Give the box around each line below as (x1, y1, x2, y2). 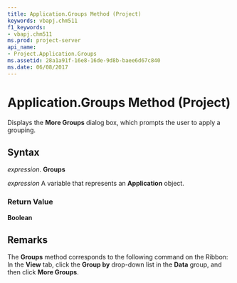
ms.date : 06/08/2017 (7, 64, 69, 71)
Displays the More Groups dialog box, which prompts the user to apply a (7, 118, 221, 126)
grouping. (7, 126, 36, 134)
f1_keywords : (7, 24, 46, 31)
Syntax (7, 146, 40, 158)
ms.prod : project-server (7, 37, 81, 44)
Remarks (7, 234, 48, 247)
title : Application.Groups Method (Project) (7, 10, 142, 18)
